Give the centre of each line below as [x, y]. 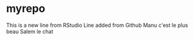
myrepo [26, 9]
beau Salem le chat [30, 31]
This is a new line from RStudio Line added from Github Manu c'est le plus [97, 25]
